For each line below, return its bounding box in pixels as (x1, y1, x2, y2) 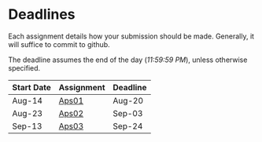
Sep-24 (113, 120, 143, 131)
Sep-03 (113, 107, 143, 118)
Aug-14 (12, 95, 43, 106)
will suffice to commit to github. (8, 39, 110, 49)
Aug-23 (12, 107, 43, 118)
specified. (8, 63, 41, 72)
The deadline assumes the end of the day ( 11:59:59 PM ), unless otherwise (8, 55, 248, 64)
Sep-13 (12, 120, 42, 131)
